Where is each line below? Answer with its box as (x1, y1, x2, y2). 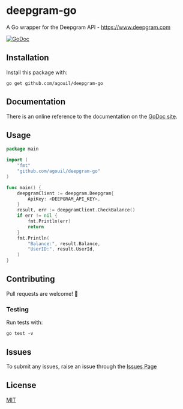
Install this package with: (6, 69, 68, 76)
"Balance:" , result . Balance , (28, 240, 101, 247)
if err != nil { (17, 213, 58, 219)
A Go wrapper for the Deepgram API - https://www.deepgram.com (6, 23, 171, 31)
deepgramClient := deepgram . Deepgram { (17, 190, 114, 196)
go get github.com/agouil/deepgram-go (6, 80, 103, 86)
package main (6, 146, 39, 152)
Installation (6, 52, 49, 63)
